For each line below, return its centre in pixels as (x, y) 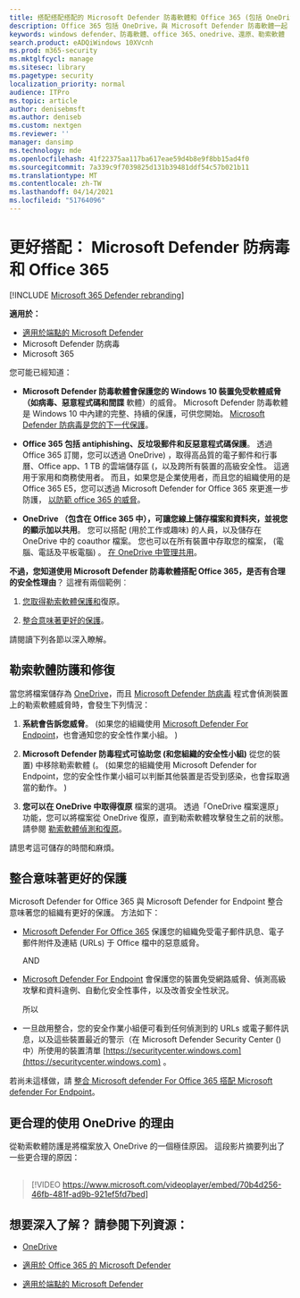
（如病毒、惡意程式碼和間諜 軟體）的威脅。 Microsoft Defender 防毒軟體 (155, 402)
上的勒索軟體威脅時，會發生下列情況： (79, 704)
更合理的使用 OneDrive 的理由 (92, 1123)
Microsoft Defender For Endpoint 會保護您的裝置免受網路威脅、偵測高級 (154, 979)
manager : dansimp (42, 142)
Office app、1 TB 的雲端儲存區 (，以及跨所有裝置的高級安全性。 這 (160, 466)
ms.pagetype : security (51, 76)
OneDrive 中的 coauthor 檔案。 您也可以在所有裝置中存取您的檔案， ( (149, 541)
